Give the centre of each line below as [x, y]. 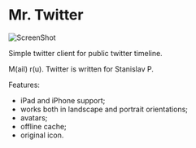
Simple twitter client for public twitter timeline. [85, 53]
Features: [24, 85]
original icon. [42, 135]
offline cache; [43, 126]
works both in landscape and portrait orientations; [104, 109]
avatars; [34, 118]
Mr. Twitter [46, 15]
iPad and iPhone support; [63, 100]
